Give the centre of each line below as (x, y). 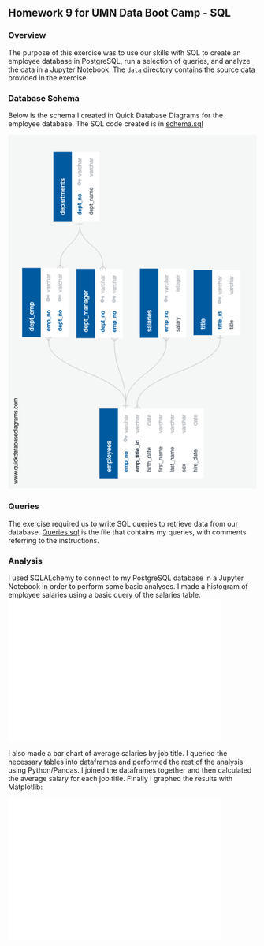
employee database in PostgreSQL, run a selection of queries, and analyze (129, 61)
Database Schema (44, 98)
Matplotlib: (26, 787)
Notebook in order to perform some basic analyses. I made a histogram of (128, 586)
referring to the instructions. (54, 540)
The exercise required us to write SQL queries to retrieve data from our (123, 523)
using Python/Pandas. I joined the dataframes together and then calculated (130, 770)
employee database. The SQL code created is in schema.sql (106, 123)
